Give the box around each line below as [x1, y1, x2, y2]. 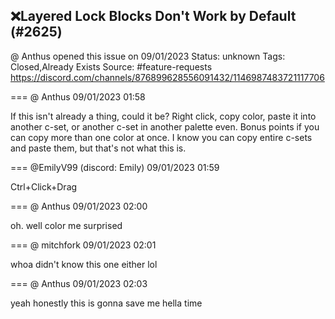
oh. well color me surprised [10, 219, 123, 231]
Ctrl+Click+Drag [10, 180, 78, 193]
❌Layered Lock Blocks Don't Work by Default [10, 8, 297, 25]
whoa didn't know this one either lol [10, 258, 158, 270]
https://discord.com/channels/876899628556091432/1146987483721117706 [10, 71, 325, 83]
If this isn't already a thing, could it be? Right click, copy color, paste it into [10, 110, 317, 122]
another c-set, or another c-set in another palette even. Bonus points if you [10, 120, 320, 133]
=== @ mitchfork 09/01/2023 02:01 [10, 239, 157, 251]
